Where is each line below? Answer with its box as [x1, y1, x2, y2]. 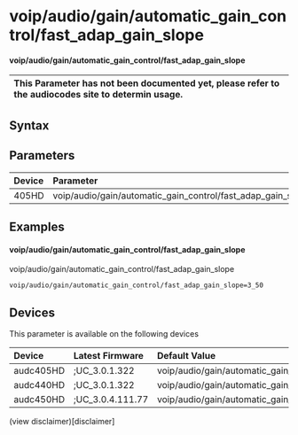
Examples [9, 219, 65, 234]
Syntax [9, 118, 50, 133]
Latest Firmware [73, 350, 145, 361]
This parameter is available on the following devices [9, 329, 200, 338]
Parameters [9, 148, 75, 163]
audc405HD [13, 365, 65, 377]
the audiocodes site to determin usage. [13, 89, 184, 101]
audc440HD [13, 379, 65, 391]
